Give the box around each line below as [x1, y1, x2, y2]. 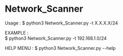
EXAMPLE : [5, 30, 29, 36]
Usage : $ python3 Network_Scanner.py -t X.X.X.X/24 [5, 20, 118, 26]
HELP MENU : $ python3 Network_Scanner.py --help [5, 45, 116, 51]
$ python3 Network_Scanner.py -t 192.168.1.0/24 [5, 35, 107, 41]
